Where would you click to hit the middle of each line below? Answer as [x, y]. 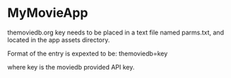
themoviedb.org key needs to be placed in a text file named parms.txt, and [116, 32]
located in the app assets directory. [59, 39]
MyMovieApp [48, 13]
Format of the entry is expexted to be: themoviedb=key [88, 53]
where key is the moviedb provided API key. [71, 67]
